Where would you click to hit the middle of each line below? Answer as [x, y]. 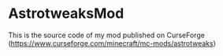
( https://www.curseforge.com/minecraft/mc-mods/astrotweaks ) [112, 43]
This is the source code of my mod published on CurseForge [106, 35]
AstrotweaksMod [66, 14]
